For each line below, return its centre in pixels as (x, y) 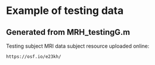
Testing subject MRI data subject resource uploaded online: (78, 46)
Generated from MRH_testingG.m (68, 32)
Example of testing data (65, 11)
